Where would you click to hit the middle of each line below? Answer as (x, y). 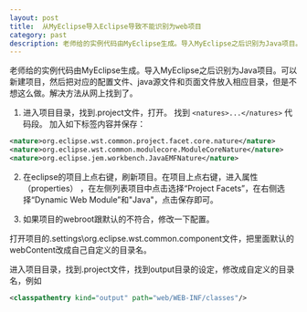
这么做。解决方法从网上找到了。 (77, 93)
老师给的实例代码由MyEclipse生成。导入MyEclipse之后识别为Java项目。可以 (153, 70)
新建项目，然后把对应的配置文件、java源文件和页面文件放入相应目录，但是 (149, 82)
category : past (38, 35)
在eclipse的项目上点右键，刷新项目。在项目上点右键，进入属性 (140, 177)
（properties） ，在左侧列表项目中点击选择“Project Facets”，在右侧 (150, 188)
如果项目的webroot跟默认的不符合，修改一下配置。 (118, 219)
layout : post (34, 18)
